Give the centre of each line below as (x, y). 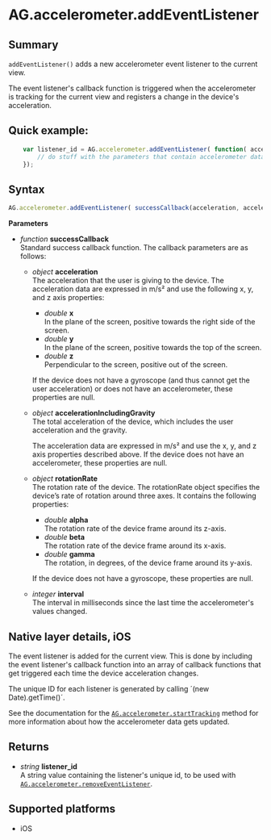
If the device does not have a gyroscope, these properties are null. (143, 579)
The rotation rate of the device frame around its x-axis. (135, 545)
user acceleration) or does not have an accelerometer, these (132, 389)
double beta (65, 537)
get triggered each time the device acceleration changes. (104, 673)
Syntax (27, 189)
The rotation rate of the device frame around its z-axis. (135, 529)
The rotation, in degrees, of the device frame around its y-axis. (148, 563)
